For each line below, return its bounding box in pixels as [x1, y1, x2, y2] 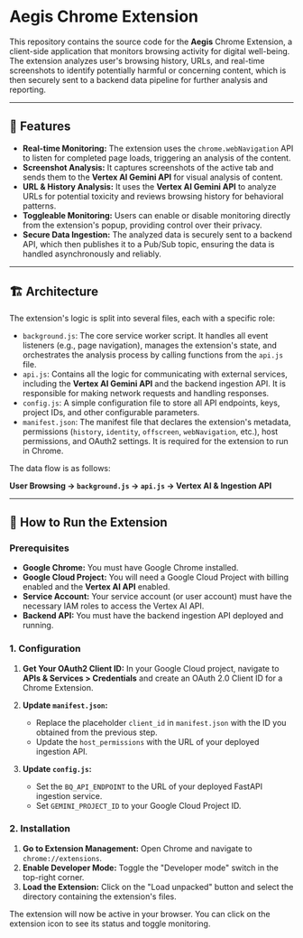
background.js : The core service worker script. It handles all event [22, 330, 269, 340]
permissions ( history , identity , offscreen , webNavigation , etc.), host [22, 426, 279, 437]
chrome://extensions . [22, 852, 102, 863]
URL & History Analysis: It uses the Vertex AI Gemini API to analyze [22, 181, 277, 191]
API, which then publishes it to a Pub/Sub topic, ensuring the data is [22, 238, 275, 249]
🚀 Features [9, 119, 71, 135]
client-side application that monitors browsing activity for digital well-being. [9, 45, 290, 56]
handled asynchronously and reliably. [22, 248, 162, 259]
